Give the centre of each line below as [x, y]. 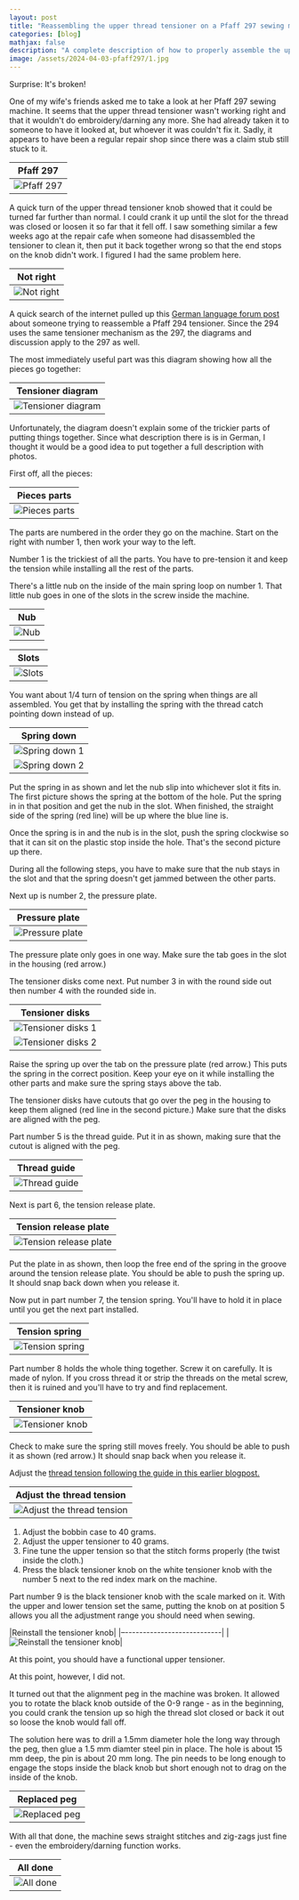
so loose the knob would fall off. [68, 1722]
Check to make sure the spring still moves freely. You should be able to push [149, 1446]
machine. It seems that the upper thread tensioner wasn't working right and [148, 111]
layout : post [33, 17]
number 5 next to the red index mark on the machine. [120, 1579]
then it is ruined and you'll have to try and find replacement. [119, 1387]
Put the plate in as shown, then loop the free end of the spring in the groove [148, 1264]
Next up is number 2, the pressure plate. [83, 896]
